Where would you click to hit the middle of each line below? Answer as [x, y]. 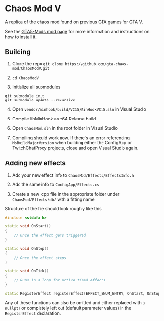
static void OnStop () [27, 249]
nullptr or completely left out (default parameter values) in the [68, 308]
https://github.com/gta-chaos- [97, 64]
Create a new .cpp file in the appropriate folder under [66, 194]
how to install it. [21, 37]
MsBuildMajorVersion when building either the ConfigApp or [72, 142]
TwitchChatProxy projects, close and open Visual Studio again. [75, 148]
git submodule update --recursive [40, 100]
